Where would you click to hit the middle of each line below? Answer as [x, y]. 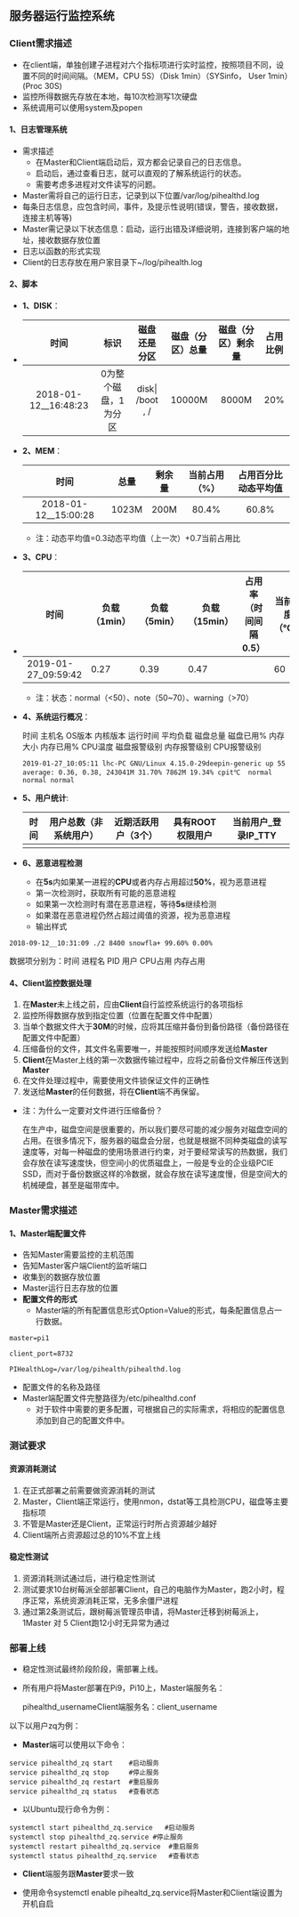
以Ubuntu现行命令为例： [67, 1809]
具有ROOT [194, 822]
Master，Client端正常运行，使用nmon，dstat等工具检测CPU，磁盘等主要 [155, 1501]
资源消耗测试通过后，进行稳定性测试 [89, 1578]
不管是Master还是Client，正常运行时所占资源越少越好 [120, 1524]
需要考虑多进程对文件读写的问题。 [98, 184]
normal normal [48, 781]
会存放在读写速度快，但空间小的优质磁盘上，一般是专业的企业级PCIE [148, 1163]
